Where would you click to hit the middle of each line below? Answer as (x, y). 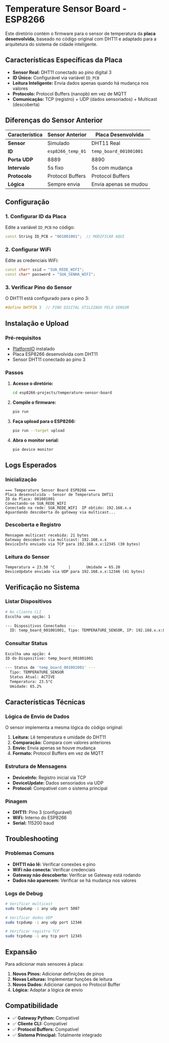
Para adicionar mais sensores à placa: (45, 964)
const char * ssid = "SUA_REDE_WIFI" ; (45, 270)
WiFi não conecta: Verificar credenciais (54, 869)
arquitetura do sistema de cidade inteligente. (52, 44)
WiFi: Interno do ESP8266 (39, 818)
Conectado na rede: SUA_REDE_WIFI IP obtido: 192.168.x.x (68, 508)
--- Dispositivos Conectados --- (40, 626)
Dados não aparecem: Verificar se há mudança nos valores (74, 880)
